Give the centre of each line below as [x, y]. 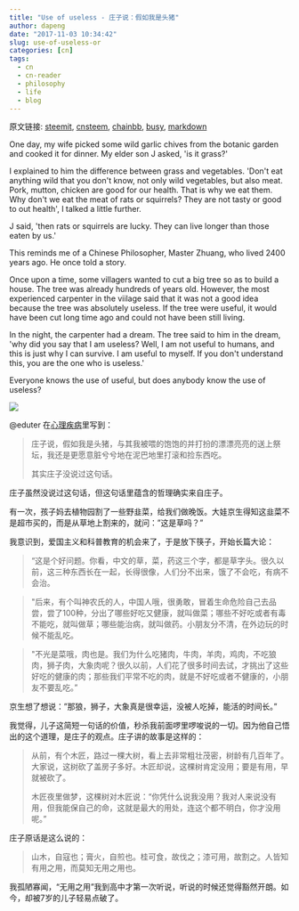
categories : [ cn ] [41, 51]
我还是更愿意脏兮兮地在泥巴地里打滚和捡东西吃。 [137, 455]
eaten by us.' [32, 236]
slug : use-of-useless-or [55, 42]
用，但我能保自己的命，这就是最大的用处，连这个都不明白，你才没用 [156, 808]
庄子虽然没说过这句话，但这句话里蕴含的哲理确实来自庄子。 [118, 493]
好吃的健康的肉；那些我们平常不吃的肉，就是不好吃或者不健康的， [152, 677]
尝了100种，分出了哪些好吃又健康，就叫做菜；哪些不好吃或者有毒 [166, 613]
